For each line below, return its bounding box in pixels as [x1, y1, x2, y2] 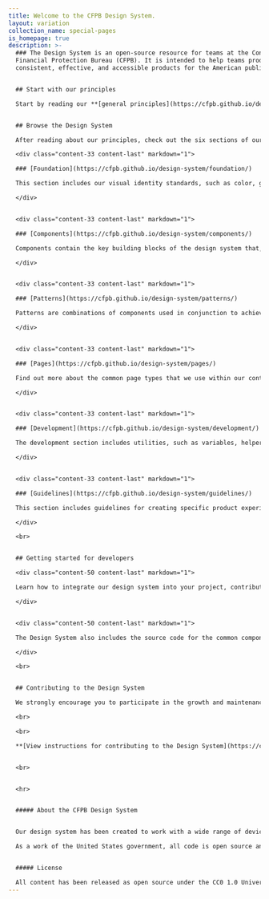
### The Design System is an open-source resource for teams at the [15, 49, 249, 57]
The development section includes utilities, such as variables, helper [15, 439, 263, 447]
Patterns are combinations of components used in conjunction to [15, 310, 239, 318]
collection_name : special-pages [8, 26, 116, 34]
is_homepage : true [8, 34, 70, 43]
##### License [15, 864, 62, 872]
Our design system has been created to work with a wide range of [15, 828, 242, 836]
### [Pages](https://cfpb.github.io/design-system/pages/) [15, 359, 217, 367]
